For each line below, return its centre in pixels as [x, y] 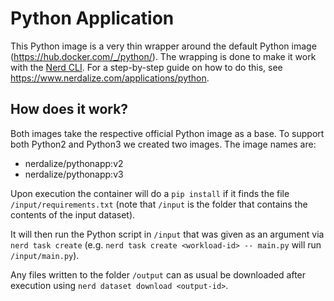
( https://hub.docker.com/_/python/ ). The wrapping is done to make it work [163, 56]
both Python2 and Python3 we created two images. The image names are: [163, 144]
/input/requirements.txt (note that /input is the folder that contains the [159, 204]
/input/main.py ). [45, 255]
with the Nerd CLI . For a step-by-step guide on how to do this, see [146, 67]
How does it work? [69, 109]
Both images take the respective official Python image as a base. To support [167, 133]
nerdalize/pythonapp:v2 [74, 163]
